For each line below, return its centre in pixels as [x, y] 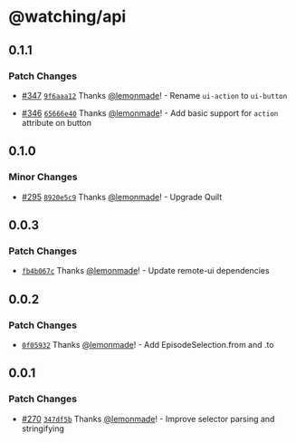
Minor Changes [43, 177]
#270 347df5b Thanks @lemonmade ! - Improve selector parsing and [148, 419]
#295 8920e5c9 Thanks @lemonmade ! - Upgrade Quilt [122, 197]
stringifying [43, 429]
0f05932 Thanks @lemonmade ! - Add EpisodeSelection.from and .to [148, 344]
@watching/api [67, 17]
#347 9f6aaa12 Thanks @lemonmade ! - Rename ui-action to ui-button [154, 95]
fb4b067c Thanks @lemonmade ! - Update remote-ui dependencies [145, 271]
